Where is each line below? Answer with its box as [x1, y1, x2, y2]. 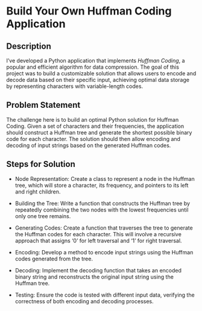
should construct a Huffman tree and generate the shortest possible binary [6, 128, 192, 136]
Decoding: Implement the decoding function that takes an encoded [14, 266, 182, 274]
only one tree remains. [14, 212, 71, 219]
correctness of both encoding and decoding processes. [14, 297, 154, 305]
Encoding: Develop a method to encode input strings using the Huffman [14, 248, 194, 256]
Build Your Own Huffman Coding [6, 4, 172, 18]
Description [6, 41, 51, 51]
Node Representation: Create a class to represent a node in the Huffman [14, 175, 195, 182]
